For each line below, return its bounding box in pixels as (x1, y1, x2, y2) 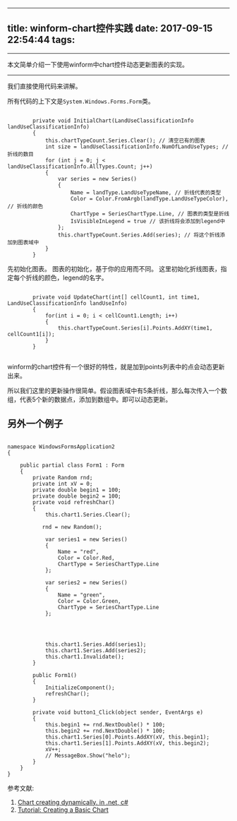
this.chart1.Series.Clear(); (44, 511, 131, 518)
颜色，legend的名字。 (44, 273, 108, 282)
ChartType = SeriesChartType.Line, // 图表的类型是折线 (70, 210, 230, 217)
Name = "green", (57, 591, 106, 599)
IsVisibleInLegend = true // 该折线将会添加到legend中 (70, 217, 226, 224)
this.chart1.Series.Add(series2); (44, 647, 147, 654)
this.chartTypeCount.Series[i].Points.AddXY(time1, (57, 324, 213, 332)
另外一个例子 (7, 418, 63, 430)
